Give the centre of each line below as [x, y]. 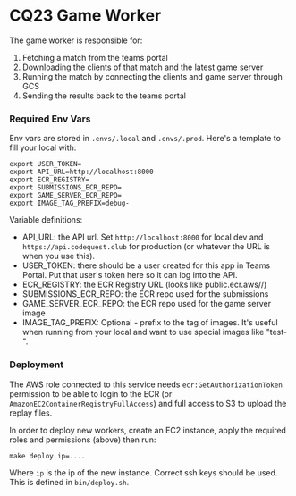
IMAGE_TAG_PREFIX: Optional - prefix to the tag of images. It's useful [150, 323]
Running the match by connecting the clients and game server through [152, 76]
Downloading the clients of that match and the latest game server [143, 67]
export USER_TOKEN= [46, 164]
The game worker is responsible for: [76, 40]
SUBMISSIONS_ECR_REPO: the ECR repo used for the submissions [145, 294]
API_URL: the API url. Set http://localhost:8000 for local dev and [143, 237]
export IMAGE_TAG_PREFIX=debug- [69, 203]
